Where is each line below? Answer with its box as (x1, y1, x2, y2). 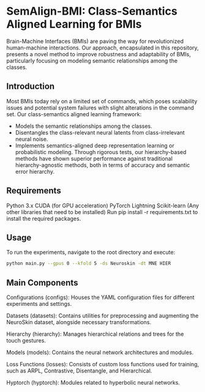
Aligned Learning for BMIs (6, 17, 142, 31)
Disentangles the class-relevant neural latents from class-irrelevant (15, 128, 185, 136)
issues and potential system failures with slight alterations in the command (6, 104, 194, 111)
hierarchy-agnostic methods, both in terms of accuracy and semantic (15, 161, 190, 169)
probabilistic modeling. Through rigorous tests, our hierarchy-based (15, 148, 187, 155)
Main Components (6, 277, 78, 288)
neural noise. (15, 135, 48, 142)
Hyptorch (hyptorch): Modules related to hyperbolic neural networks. (6, 379, 181, 386)
